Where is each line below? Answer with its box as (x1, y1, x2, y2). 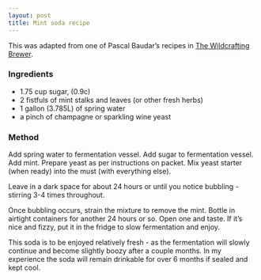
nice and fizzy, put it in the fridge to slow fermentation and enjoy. (8, 222, 220, 232)
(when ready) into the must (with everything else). (8, 167, 172, 176)
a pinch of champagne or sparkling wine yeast (19, 112, 172, 121)
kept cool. (8, 263, 41, 273)
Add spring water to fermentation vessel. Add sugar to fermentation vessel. (8, 149, 254, 159)
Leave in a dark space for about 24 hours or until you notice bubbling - (8, 182, 239, 191)
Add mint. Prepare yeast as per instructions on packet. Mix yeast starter (8, 158, 243, 168)
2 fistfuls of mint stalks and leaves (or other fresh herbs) (19, 95, 204, 104)
